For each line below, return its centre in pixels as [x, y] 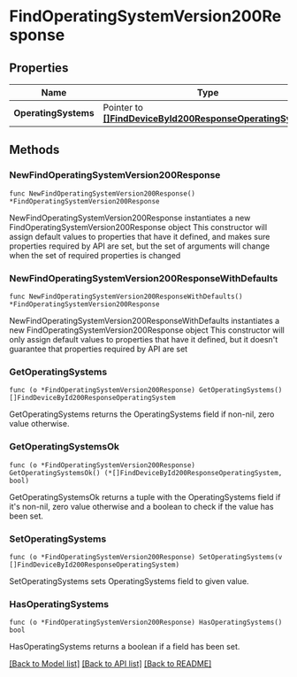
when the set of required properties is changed [95, 255]
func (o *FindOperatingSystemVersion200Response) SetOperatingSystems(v [146, 557]
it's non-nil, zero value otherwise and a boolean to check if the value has [141, 506]
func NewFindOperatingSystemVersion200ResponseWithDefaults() [126, 296]
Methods [34, 150]
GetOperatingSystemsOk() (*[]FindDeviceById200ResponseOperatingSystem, [146, 473]
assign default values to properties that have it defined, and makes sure [140, 236]
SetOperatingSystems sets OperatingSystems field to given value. [129, 581]
